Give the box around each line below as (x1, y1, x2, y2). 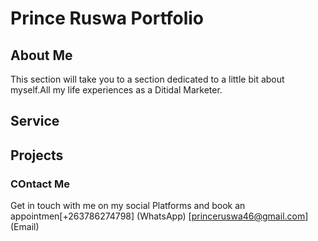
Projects (10, 147, 64, 164)
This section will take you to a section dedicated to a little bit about (10, 73, 285, 85)
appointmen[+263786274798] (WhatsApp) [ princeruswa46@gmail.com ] (10, 210, 309, 222)
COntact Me (10, 177, 70, 191)
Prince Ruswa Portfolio (10, 7, 205, 30)
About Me (10, 47, 73, 64)
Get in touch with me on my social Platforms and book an (10, 200, 246, 212)
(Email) (10, 221, 40, 233)
